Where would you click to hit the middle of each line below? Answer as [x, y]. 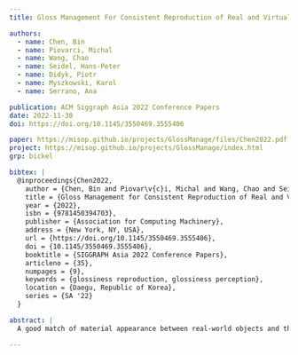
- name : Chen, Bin [51, 42]
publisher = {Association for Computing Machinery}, [125, 222]
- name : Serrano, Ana [57, 91]
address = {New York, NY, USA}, [85, 230]
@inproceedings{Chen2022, [65, 180]
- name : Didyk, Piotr [57, 75]
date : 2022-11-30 [41, 115]
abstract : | [31, 320]
